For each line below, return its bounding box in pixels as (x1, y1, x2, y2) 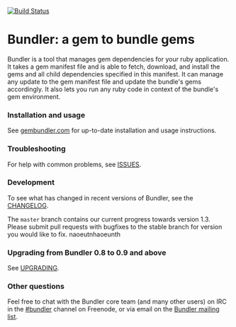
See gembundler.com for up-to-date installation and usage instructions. (7, 126, 217, 134)
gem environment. (7, 92, 61, 101)
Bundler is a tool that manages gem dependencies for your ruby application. (7, 54, 230, 63)
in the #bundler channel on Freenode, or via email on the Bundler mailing (7, 305, 220, 314)
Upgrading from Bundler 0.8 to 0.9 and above (7, 248, 167, 258)
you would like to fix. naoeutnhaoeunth (7, 230, 121, 239)
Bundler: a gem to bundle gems (7, 32, 195, 47)
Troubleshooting (7, 144, 66, 154)
